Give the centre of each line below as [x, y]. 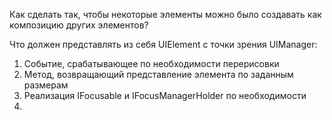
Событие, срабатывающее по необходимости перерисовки [151, 63]
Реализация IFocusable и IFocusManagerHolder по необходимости [165, 95]
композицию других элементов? [79, 25]
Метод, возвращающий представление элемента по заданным [158, 74]
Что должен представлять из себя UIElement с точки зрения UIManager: [163, 44]
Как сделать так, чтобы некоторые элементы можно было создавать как [165, 14]
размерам [46, 85]
